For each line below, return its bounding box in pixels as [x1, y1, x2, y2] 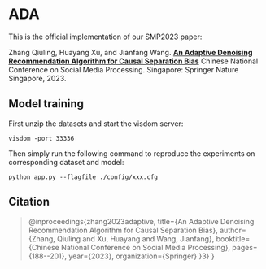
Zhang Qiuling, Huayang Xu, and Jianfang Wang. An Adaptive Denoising [8, 47, 253, 57]
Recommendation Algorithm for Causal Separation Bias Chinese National [8, 56, 259, 66]
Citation [8, 195, 50, 209]
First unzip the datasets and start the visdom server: [8, 119, 184, 128]
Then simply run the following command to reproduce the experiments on [8, 148, 255, 158]
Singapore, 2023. [8, 73, 67, 83]
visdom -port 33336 [8, 134, 75, 142]
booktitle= [216, 233, 251, 244]
